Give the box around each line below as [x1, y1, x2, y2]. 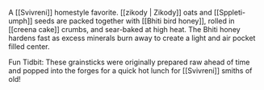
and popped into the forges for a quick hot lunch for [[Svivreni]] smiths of [8, 66, 253, 76]
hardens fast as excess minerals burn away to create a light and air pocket [8, 33, 256, 43]
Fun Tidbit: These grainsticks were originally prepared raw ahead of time [8, 57, 250, 67]
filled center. [8, 42, 50, 51]
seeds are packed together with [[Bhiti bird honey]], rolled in [34, 16, 236, 26]
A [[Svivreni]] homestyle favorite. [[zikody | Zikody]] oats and [8, 8, 212, 17]
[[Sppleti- [213, 8, 246, 17]
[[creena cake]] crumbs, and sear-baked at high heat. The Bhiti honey [8, 25, 241, 34]
